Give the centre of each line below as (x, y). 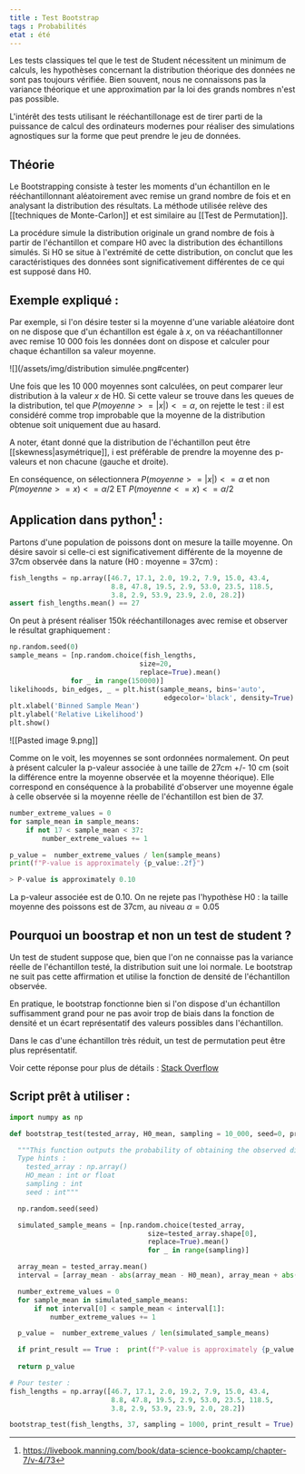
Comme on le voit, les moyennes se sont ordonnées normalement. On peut (149, 758)
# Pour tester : (40, 1383)
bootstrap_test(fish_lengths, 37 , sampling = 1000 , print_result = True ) (152, 1425)
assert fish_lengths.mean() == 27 (75, 603)
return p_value (46, 1367)
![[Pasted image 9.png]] (54, 740)
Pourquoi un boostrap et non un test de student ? (151, 935)
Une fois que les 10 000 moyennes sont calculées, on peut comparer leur (146, 386)
